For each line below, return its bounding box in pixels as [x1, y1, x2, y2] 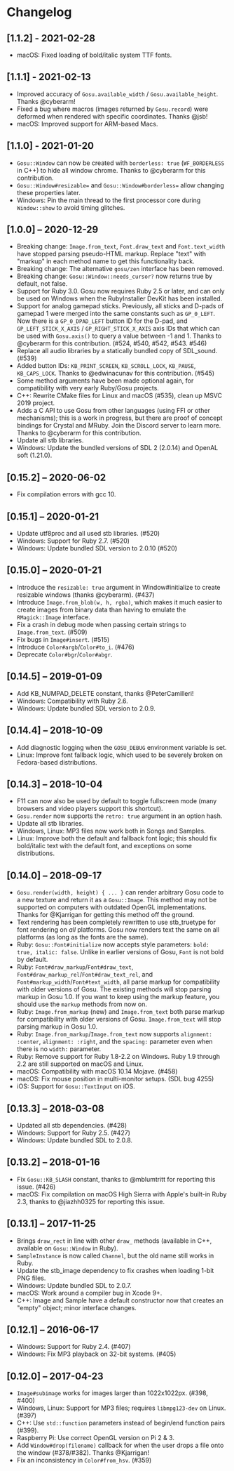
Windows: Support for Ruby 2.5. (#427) [16, 1128, 131, 1137]
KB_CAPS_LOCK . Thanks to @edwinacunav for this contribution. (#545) [16, 369, 215, 378]
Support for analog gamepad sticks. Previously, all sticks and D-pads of [16, 302, 224, 310]
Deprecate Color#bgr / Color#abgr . [16, 650, 113, 659]
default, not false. [16, 279, 68, 288]
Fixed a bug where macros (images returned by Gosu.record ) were [16, 105, 209, 113]
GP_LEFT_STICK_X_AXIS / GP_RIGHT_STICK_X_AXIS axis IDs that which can [16, 324, 220, 333]
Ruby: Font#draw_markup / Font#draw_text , [16, 963, 134, 971]
